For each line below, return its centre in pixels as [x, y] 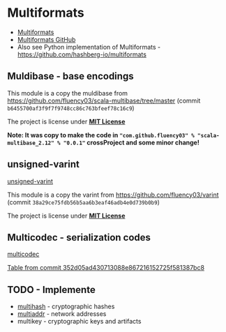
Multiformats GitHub [46, 39]
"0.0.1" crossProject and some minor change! [131, 142]
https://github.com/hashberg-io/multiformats [82, 54]
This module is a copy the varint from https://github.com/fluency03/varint [113, 195]
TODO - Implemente [51, 290]
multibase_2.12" [31, 143]
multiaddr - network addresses [62, 314]
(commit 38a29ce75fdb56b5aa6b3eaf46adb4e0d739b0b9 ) [84, 202]
